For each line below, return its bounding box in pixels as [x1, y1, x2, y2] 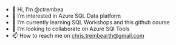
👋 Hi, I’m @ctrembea [12, 6, 64, 13]
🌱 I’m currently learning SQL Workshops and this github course [12, 19, 170, 26]
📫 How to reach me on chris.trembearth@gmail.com [12, 32, 144, 39]
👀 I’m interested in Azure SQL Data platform [12, 12, 121, 19]
